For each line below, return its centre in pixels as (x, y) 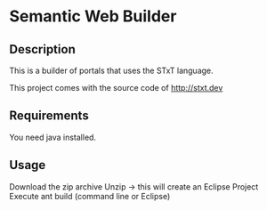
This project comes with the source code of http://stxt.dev (116, 88)
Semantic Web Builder (93, 16)
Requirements (49, 116)
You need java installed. (53, 137)
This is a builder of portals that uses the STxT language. (111, 70)
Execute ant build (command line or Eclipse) (90, 196)
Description (42, 49)
